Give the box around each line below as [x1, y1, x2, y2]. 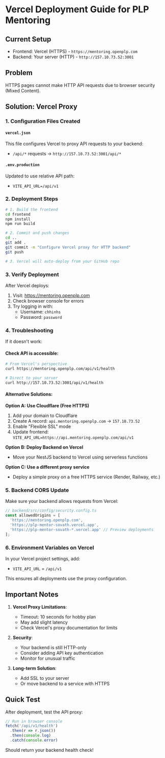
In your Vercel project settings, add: [5, 556, 80, 562]
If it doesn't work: [5, 338, 42, 344]
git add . [5, 240, 26, 245]
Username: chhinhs [20, 308, 61, 315]
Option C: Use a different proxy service [5, 464, 90, 470]
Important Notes [5, 590, 59, 599]
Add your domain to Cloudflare [12, 412, 77, 419]
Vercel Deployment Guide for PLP [5, 4, 149, 15]
